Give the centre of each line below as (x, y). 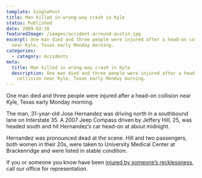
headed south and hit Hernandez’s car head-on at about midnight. (88, 126)
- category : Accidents (40, 56)
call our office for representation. (47, 169)
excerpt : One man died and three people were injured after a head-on (96, 40)
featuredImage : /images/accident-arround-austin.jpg (74, 34)
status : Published (29, 23)
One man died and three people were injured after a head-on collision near (99, 96)
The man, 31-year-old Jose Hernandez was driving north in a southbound (97, 114)
